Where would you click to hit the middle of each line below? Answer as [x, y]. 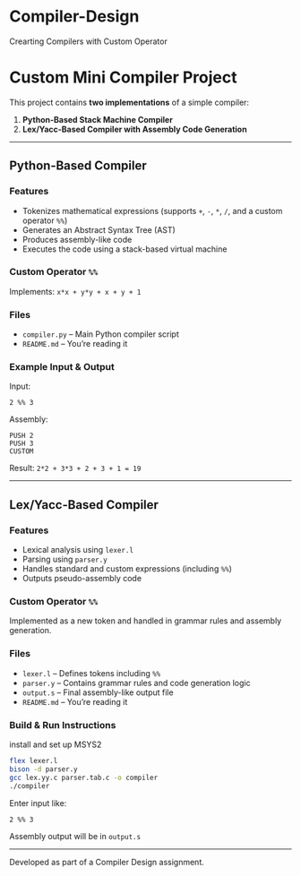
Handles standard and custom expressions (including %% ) [127, 569]
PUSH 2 [21, 436]
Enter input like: [38, 803]
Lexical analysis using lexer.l [78, 550]
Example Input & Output [62, 367]
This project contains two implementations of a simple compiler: [129, 102]
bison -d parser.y [43, 769]
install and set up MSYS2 [56, 744]
